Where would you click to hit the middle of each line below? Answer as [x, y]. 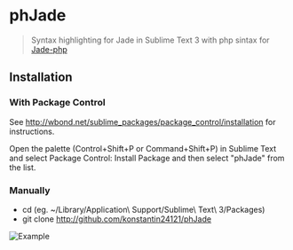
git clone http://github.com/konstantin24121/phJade [116, 219]
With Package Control [57, 103]
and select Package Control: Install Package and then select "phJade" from [147, 158]
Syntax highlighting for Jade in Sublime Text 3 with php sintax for [150, 40]
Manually [30, 190]
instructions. [32, 131]
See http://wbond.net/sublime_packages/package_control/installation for [143, 121]
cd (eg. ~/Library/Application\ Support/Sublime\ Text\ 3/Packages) [143, 209]
